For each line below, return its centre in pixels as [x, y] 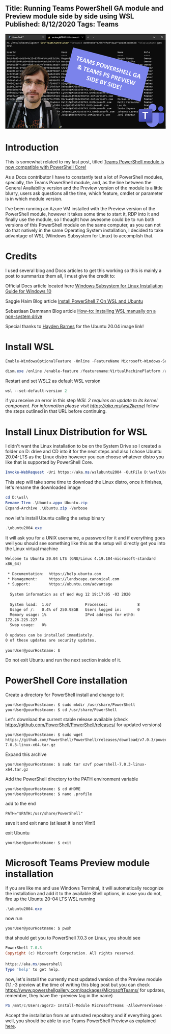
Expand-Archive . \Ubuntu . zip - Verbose [46, 508]
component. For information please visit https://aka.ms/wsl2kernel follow [82, 406]
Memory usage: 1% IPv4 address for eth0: [73, 614]
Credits [21, 256]
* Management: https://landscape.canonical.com [63, 579]
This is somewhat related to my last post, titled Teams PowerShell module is [85, 162]
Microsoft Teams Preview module [78, 863]
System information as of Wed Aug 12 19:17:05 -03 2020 [70, 594]
